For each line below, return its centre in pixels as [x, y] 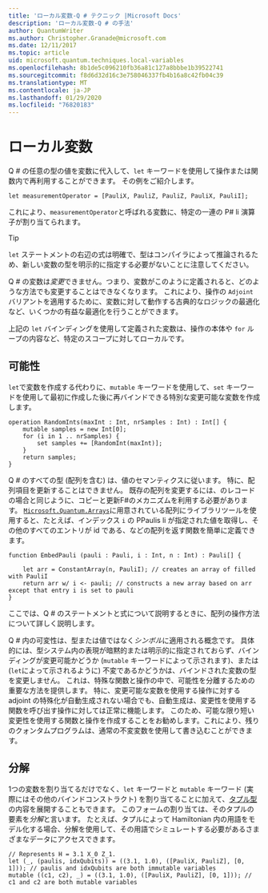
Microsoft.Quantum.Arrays [67, 511]
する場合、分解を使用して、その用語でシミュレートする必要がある [138, 829]
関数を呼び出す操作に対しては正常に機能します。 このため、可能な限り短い [131, 710]
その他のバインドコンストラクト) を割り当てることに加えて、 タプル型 [143, 798]
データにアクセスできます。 [74, 839]
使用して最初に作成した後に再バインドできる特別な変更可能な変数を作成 [141, 396]
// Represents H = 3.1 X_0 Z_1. [62, 854]
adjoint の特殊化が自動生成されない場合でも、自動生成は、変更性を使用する [132, 700]
